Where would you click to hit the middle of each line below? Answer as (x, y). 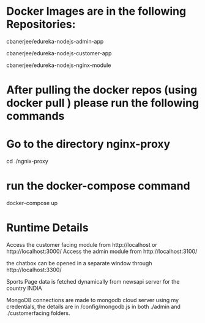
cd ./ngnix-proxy (28, 161)
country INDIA (24, 288)
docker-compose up (32, 203)
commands (35, 116)
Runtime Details (47, 228)
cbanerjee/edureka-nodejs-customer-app (59, 53)
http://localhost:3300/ (34, 270)
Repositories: (41, 24)
